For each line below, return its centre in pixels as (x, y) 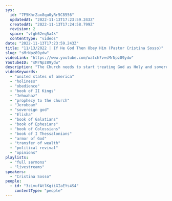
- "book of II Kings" (33, 91)
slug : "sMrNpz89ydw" (27, 53)
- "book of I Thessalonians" (41, 133)
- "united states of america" (42, 77)
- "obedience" (25, 86)
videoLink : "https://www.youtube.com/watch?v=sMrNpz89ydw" (70, 58)
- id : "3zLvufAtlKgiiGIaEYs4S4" (45, 186)
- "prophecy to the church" (40, 100)
